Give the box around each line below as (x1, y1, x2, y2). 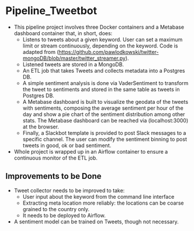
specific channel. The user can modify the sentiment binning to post (22, 135, 188, 142)
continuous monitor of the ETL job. (13, 154, 98, 161)
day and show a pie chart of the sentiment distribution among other (22, 110, 185, 118)
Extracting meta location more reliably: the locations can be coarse (22, 199, 184, 206)
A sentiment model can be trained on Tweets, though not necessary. (13, 218, 179, 225)
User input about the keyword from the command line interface (22, 193, 175, 200)
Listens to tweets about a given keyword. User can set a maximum (22, 36, 183, 43)
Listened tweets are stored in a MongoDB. (22, 60, 124, 68)
